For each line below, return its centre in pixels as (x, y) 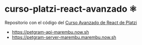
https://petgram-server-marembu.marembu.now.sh (64, 37)
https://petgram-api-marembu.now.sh (50, 32)
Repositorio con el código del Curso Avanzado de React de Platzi (71, 22)
